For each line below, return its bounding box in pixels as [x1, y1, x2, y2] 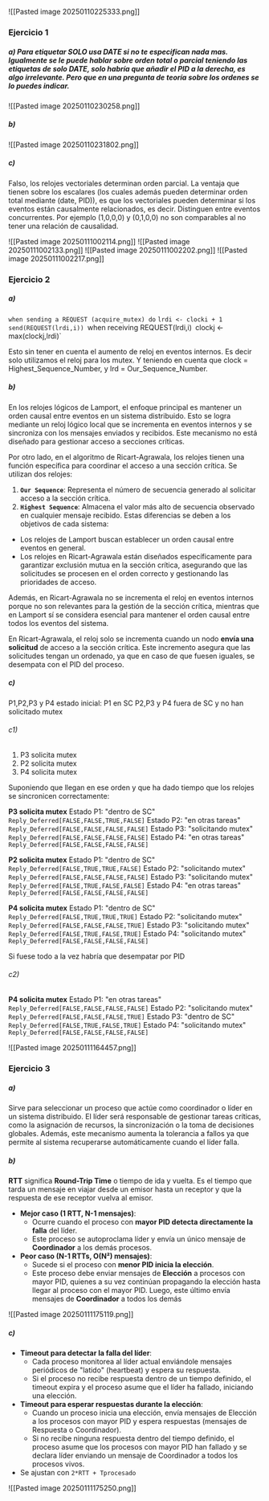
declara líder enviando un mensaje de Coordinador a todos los [31, 1450, 238, 1460]
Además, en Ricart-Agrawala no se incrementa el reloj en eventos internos [8, 592, 255, 602]
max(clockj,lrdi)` [8, 331, 62, 341]
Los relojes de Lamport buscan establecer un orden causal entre [19, 534, 234, 544]
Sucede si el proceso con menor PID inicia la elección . [31, 1259, 214, 1269]
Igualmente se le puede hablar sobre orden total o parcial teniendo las [8, 55, 248, 65]
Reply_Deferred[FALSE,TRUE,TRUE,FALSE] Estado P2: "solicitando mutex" [8, 863, 247, 873]
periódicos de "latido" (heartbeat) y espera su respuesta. [31, 1365, 222, 1375]
